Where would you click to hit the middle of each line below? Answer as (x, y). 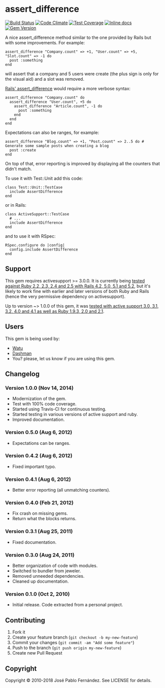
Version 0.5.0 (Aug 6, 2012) (39, 433)
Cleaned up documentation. (40, 581)
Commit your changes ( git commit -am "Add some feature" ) (73, 643)
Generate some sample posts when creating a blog (57, 146)
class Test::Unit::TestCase (34, 187)
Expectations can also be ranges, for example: (52, 132)
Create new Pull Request (37, 653)
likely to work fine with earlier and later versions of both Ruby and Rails (77, 291)
